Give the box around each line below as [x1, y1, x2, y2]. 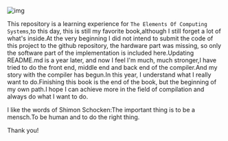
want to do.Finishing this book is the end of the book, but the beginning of [7, 78, 217, 86]
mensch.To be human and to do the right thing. [7, 113, 140, 121]
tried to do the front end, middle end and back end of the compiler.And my [7, 64, 218, 71]
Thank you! [7, 127, 39, 134]
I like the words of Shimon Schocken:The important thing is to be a [7, 106, 196, 114]
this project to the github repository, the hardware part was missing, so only [7, 42, 222, 49]
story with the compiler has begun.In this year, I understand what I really [7, 70, 212, 79]
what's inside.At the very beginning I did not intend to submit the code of [7, 34, 214, 42]
